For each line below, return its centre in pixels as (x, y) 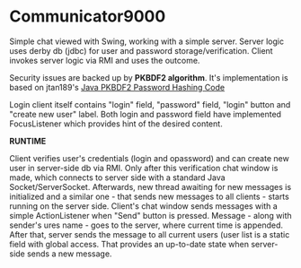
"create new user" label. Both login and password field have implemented (145, 114)
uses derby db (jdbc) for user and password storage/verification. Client (141, 50)
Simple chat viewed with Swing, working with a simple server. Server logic (147, 41)
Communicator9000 (88, 17)
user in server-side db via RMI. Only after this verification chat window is (144, 168)
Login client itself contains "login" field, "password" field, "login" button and (150, 104)
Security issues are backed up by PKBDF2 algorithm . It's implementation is (149, 77)
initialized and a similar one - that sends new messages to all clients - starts (149, 196)
